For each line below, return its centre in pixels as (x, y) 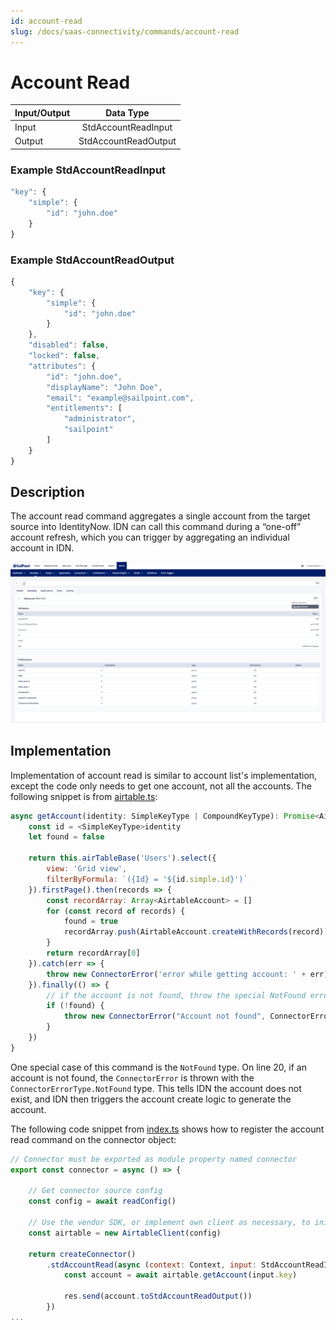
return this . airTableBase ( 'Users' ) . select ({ (122, 858)
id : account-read (46, 21)
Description (47, 492)
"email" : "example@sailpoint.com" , (120, 398)
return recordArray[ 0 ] (93, 953)
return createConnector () (82, 1254)
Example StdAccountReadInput (88, 170)
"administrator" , (100, 419)
